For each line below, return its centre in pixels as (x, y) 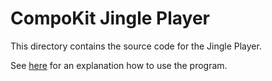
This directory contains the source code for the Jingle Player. (136, 46)
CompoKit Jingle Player (110, 18)
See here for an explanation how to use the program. (119, 65)
